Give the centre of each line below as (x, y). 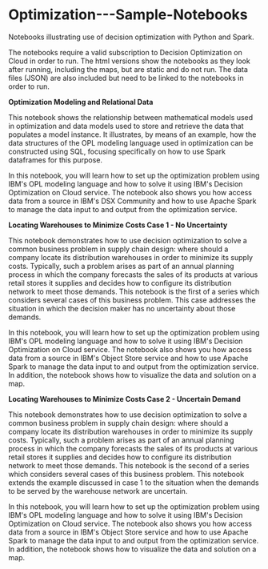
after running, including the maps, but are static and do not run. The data (128, 69)
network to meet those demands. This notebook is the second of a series (129, 465)
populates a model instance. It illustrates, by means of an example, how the (132, 134)
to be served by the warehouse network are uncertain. (98, 491)
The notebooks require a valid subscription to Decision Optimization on (125, 52)
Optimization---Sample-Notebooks (128, 15)
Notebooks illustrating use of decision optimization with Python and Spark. (131, 37)
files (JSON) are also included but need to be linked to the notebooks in (126, 78)
